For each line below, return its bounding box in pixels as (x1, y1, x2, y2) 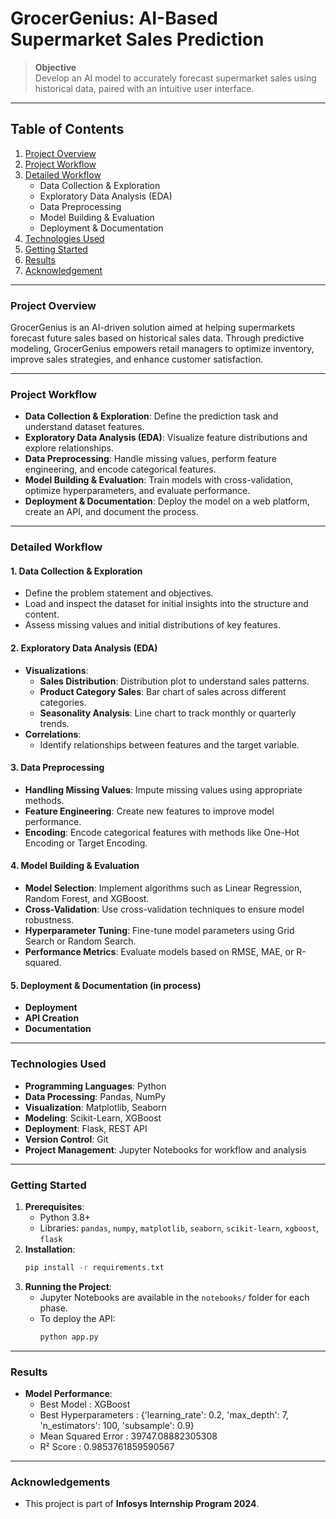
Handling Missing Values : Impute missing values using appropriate (24, 783, 303, 796)
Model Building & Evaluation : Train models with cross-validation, (24, 474, 294, 486)
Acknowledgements (10, 1475, 111, 1489)
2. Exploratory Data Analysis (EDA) (10, 642, 158, 654)
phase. (39, 1302, 68, 1314)
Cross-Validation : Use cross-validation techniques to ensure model (24, 903, 305, 916)
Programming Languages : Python (24, 1080, 167, 1092)
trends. (39, 717, 70, 729)
